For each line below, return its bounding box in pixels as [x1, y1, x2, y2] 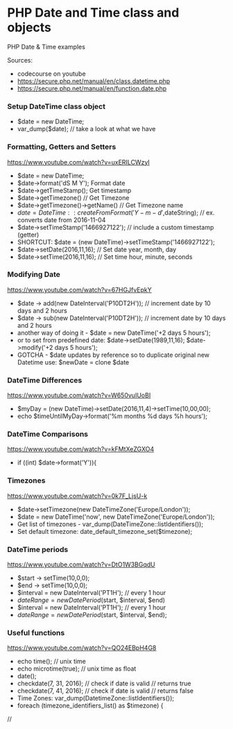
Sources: [7, 56, 33, 64]
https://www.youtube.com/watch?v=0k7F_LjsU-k [7, 492, 148, 500]
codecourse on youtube [17, 69, 86, 78]
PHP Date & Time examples [7, 42, 85, 51]
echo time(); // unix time [17, 657, 87, 666]
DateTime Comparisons [7, 429, 89, 439]
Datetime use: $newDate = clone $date [17, 358, 130, 366]
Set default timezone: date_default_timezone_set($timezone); [17, 527, 193, 535]
